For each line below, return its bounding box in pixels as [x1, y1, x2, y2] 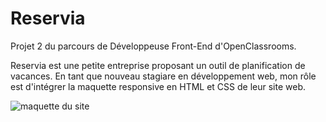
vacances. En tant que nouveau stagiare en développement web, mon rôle [10, 70, 317, 82]
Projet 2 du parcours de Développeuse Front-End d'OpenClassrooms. [10, 40, 297, 52]
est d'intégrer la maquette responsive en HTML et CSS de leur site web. [10, 80, 306, 92]
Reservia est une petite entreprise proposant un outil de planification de [10, 59, 306, 71]
